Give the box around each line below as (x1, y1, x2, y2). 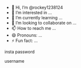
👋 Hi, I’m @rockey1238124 (11, 5, 63, 10)
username (4, 58, 24, 64)
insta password (4, 49, 35, 54)
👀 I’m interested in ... (11, 10, 52, 15)
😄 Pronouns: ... (11, 32, 43, 38)
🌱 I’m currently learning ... (11, 15, 63, 20)
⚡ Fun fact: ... (11, 38, 38, 43)
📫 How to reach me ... (11, 26, 56, 31)
